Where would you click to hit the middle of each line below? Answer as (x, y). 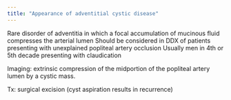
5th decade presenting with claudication (64, 55)
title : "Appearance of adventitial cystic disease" (83, 13)
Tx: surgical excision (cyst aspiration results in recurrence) (90, 89)
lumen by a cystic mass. (41, 76)
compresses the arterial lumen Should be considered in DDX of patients (109, 40)
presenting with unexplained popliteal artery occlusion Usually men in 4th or (115, 48)
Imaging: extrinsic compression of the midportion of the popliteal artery (109, 68)
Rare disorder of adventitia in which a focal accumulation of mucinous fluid (113, 33)
